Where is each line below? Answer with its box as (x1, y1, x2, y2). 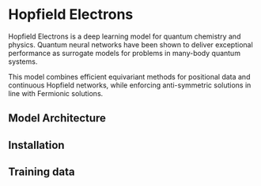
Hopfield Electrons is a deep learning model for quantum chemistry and (8, 32, 241, 41)
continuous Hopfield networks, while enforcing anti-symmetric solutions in (8, 80, 252, 90)
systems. (8, 57, 38, 66)
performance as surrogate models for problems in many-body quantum (8, 48, 241, 58)
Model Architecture (8, 112, 107, 125)
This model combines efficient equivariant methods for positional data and (8, 72, 251, 81)
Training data (8, 166, 75, 179)
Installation (8, 138, 65, 151)
